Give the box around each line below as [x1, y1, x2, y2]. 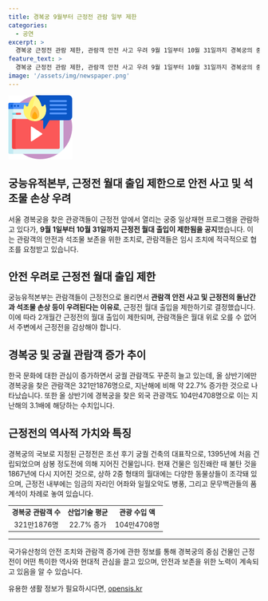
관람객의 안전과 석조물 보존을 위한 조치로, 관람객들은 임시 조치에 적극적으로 [16, 234, 249, 243]
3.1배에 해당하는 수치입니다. [29, 401, 116, 410]
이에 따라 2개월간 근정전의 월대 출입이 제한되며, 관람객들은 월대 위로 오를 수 [8, 312, 242, 322]
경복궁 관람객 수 [11, 507, 61, 516]
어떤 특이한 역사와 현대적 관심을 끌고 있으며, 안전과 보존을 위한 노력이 [22, 556, 238, 566]
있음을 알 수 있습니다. [16, 567, 83, 576]
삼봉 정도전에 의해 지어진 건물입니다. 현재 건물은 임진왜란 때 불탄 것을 [42, 459, 258, 469]
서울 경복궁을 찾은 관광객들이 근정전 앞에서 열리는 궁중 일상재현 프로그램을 [8, 214, 238, 223]
